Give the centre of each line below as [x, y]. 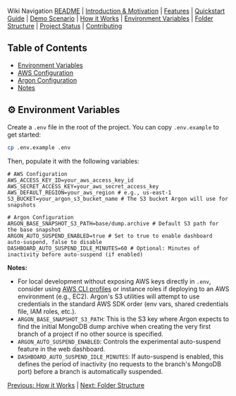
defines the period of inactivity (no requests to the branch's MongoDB [119, 363]
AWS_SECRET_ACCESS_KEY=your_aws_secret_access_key [83, 186]
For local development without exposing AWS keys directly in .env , [114, 281]
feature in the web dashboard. [61, 349]
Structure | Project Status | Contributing [65, 26]
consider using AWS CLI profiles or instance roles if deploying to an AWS [123, 289]
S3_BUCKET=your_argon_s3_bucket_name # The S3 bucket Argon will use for [118, 199]
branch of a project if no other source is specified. [90, 334]
